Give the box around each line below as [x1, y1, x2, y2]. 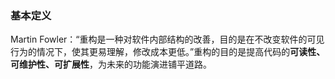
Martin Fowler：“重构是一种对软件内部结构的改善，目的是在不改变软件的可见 [10, 33, 325, 46]
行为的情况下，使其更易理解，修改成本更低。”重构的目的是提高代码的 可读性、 [10, 46, 326, 58]
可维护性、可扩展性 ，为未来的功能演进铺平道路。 [10, 58, 212, 71]
